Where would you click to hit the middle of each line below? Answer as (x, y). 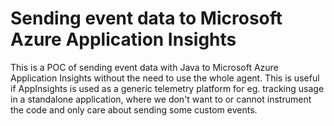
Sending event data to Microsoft (146, 18)
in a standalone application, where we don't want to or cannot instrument (161, 99)
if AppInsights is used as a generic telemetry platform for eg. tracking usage (167, 88)
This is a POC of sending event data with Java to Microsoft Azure (144, 67)
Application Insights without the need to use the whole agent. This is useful (165, 78)
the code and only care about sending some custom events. (134, 109)
